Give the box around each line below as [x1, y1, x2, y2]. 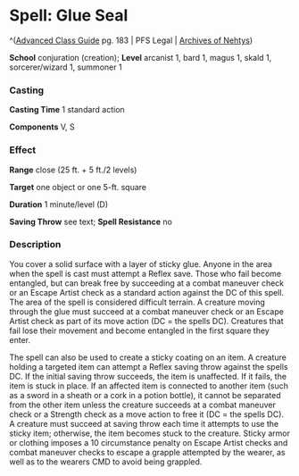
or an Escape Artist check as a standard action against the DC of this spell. [9, 287, 284, 297]
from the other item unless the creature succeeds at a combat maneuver [9, 399, 277, 410]
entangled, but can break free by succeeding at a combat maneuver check [9, 278, 285, 288]
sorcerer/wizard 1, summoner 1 [9, 62, 122, 72]
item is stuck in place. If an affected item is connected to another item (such [9, 380, 288, 391]
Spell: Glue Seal [9, 5, 129, 26]
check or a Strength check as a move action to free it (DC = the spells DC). [9, 408, 284, 420]
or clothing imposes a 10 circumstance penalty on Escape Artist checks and [9, 437, 288, 447]
